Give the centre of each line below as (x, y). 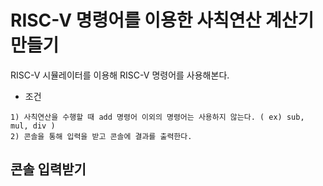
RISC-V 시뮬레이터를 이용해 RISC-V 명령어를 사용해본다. (120, 75)
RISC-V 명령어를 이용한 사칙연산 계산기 (162, 20)
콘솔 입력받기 (48, 169)
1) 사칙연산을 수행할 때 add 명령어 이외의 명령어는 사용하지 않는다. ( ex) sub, (157, 117)
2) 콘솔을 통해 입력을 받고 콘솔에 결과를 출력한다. (101, 136)
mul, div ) (33, 126)
